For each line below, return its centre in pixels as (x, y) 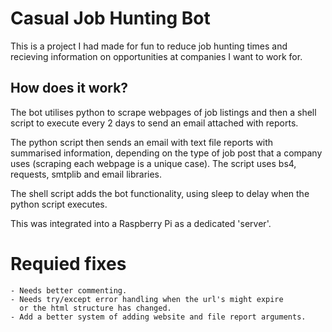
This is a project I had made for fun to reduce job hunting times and (149, 46)
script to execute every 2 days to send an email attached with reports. (154, 123)
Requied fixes (68, 263)
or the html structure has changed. (95, 308)
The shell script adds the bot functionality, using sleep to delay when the (160, 193)
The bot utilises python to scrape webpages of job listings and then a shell (163, 112)
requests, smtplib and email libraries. (86, 174)
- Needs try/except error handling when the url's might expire (147, 299)
